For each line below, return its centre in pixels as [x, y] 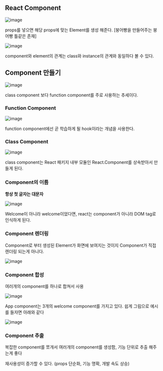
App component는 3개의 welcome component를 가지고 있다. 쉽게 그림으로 [77, 306]
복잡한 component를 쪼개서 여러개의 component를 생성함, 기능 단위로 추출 [76, 347]
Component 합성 [25, 275]
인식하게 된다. [18, 220]
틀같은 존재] [25, 36]
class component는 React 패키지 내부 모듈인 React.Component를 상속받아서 [79, 162]
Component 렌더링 [27, 234]
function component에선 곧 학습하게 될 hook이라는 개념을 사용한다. [70, 129]
